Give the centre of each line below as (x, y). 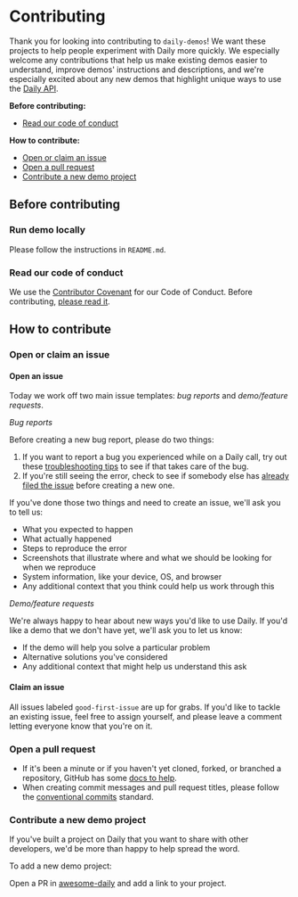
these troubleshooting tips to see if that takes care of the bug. (135, 466)
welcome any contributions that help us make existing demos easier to (138, 60)
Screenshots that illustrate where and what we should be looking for (147, 558)
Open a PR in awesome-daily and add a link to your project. (118, 884)
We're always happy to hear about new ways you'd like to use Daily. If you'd (148, 621)
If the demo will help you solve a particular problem (116, 647)
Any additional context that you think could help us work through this (148, 587)
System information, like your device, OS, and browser (122, 577)
